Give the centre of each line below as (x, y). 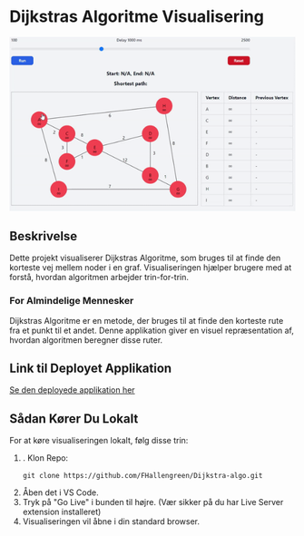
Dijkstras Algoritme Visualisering (137, 17)
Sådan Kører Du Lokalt (74, 419)
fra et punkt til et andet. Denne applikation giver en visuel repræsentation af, (152, 330)
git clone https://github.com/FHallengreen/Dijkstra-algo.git (142, 476)
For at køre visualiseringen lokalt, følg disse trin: (99, 441)
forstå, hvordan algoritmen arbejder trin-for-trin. (99, 278)
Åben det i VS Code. (60, 492)
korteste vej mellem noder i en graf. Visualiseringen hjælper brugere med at (151, 268)
